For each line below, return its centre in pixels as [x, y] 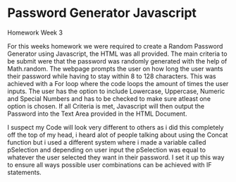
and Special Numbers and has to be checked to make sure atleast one [109, 98]
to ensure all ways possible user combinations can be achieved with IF [110, 164]
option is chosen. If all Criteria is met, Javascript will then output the [106, 106]
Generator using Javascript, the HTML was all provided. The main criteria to [117, 54]
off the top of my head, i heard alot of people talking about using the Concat [118, 135]
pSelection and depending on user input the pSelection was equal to [107, 150]
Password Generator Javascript [102, 13]
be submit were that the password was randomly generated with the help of [117, 61]
